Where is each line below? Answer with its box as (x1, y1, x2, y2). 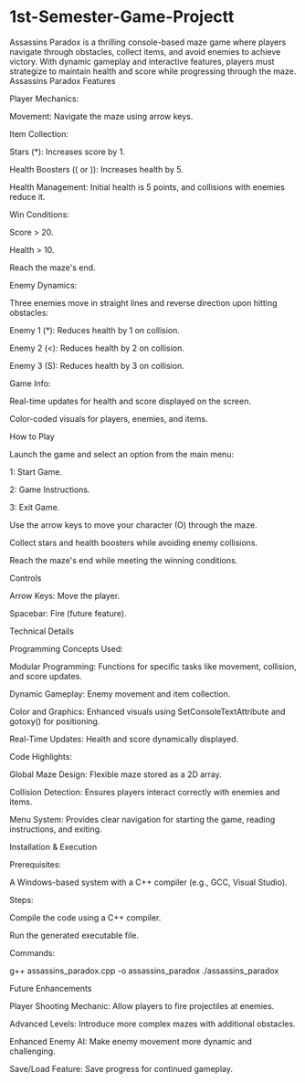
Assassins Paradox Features (9, 75, 116, 86)
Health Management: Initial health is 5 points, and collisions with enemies (9, 181, 285, 193)
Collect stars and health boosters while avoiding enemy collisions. (9, 537, 258, 548)
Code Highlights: (9, 751, 73, 762)
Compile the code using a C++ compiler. (9, 911, 162, 923)
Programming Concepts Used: (9, 643, 123, 654)
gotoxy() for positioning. (9, 715, 100, 727)
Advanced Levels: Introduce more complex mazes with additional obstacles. (9, 1018, 296, 1029)
